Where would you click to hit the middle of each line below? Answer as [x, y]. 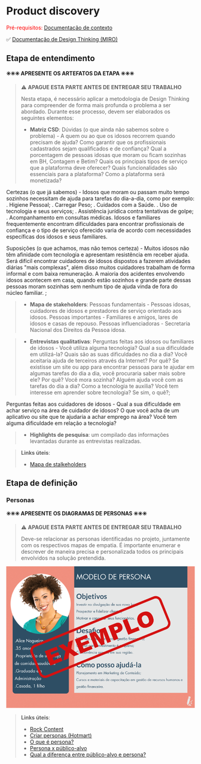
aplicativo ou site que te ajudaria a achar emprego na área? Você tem [92, 416]
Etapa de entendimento [51, 58]
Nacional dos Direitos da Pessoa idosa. [78, 330]
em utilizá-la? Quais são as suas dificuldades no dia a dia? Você [108, 354]
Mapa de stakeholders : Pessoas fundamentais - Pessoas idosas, [110, 304]
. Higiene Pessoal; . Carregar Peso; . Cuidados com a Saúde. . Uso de [92, 204]
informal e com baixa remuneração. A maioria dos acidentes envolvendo [95, 273]
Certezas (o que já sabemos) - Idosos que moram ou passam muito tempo [98, 192]
